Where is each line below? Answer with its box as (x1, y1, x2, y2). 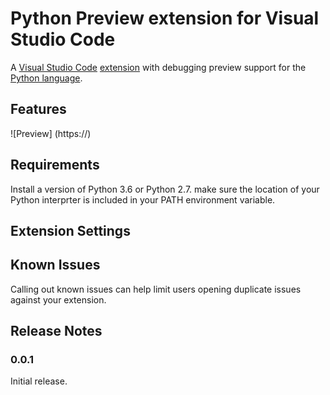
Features (10, 101, 67, 118)
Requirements (10, 157, 100, 174)
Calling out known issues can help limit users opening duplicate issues (10, 283, 302, 295)
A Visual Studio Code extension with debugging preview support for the (10, 61, 307, 73)
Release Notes (10, 323, 103, 340)
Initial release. (10, 375, 68, 387)
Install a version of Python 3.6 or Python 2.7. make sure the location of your (10, 183, 320, 195)
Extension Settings (10, 222, 131, 239)
